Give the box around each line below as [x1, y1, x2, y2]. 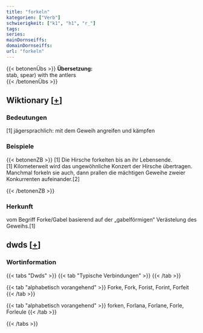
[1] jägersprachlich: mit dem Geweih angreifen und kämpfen [6, 127, 155, 134]
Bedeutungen [6, 113, 47, 122]
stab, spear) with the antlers [6, 71, 77, 79]
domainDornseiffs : [6, 43, 53, 49]
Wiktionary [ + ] [6, 95, 62, 106]
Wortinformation [6, 258, 56, 266]
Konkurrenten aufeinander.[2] [6, 175, 80, 182]
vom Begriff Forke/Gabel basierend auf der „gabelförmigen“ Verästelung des [6, 216, 197, 223]
